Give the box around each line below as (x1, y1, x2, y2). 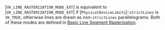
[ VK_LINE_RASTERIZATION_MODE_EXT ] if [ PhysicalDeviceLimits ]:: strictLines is (5, 9, 159, 15)
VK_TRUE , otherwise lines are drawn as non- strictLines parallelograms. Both (5, 15, 161, 20)
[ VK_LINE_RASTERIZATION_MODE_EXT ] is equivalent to (5, 4, 107, 10)
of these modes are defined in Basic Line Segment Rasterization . (5, 19, 137, 25)
